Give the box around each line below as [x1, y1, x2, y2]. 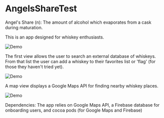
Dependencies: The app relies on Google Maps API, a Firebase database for [5, 102, 160, 108]
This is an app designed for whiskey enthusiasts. [5, 34, 105, 40]
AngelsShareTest [5, 3, 78, 14]
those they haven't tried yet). [5, 64, 64, 70]
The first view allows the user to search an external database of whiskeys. [5, 53, 156, 59]
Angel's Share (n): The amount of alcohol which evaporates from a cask [5, 19, 152, 25]
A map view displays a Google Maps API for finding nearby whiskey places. [5, 82, 159, 89]
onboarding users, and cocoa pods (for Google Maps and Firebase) [5, 107, 142, 113]
